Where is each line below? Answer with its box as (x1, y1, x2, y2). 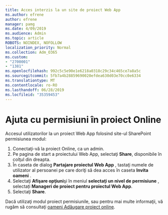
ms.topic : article (5, 36, 44, 41)
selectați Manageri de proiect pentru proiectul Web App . (12, 183, 133, 190)
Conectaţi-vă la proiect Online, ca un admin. (12, 146, 104, 152)
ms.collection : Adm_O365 (5, 50, 58, 55)
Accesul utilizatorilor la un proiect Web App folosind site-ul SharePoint (5, 131, 151, 137)
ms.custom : (5, 54, 28, 60)
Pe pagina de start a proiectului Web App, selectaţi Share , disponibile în (12, 151, 162, 157)
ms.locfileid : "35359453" (5, 92, 60, 97)
